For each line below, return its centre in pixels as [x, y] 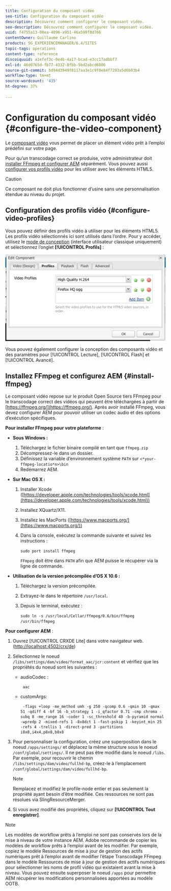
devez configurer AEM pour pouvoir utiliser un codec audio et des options [83, 412]
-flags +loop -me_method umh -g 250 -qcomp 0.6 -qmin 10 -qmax [91, 707]
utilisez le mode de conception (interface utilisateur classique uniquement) [83, 242]
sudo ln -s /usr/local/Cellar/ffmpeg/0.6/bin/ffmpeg [77, 616]
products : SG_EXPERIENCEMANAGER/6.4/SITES [51, 44]
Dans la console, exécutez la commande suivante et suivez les [86, 535]
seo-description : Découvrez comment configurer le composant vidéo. [79, 27]
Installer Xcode [36, 489]
